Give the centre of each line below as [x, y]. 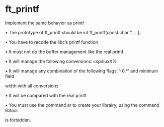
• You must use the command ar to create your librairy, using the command [82, 105]
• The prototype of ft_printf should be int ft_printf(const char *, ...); [73, 32]
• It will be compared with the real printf [46, 95]
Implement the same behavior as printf [45, 23]
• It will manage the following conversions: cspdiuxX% [61, 61]
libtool [11, 110]
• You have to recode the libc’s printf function [52, 42]
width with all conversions [32, 86]
